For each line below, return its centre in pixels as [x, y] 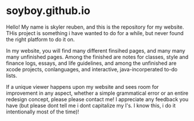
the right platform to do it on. [40, 39]
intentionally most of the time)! [43, 112]
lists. [12, 75]
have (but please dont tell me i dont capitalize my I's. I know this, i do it [91, 105]
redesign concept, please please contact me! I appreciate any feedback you [97, 99]
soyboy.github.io [48, 11]
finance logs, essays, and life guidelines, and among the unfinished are [91, 63]
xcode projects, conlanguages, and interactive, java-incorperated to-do [92, 69]
